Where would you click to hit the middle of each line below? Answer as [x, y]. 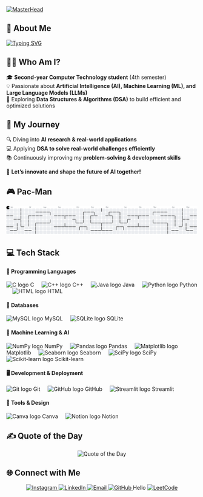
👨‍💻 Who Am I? [33, 62]
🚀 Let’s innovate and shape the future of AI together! [74, 172]
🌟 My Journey [33, 125]
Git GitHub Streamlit [104, 389]
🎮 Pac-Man [29, 191]
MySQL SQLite [84, 319]
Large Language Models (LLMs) [47, 93]
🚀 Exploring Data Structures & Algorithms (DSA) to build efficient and [94, 99]
